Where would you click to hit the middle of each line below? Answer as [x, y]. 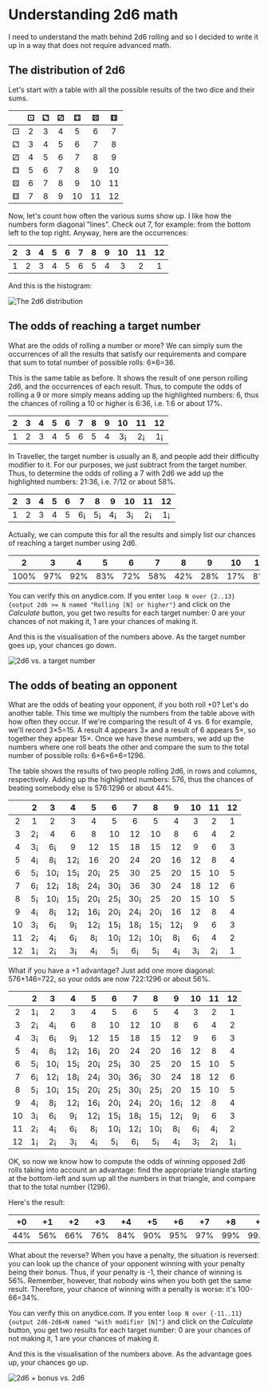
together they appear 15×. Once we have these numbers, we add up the [126, 739]
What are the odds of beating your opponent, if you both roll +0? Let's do [128, 705]
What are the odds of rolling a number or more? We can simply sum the [126, 346]
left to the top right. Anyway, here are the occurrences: [99, 232]
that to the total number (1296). [59, 1187]
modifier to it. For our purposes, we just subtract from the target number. [128, 464]
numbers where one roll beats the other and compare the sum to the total [129, 747]
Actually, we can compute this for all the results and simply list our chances [132, 534]
